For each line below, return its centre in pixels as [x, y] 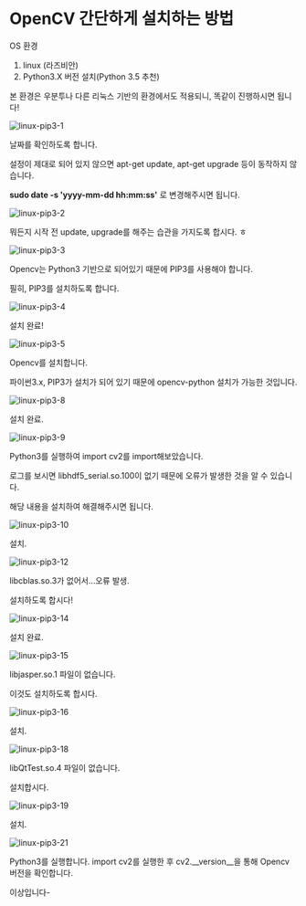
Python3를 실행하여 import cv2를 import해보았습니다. [106, 456]
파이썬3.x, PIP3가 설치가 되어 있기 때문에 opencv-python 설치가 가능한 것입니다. [153, 382]
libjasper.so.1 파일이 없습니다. [63, 674]
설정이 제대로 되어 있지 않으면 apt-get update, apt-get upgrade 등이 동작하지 [148, 163]
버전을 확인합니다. [42, 872]
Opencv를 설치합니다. [49, 363]
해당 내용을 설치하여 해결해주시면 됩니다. [81, 506]
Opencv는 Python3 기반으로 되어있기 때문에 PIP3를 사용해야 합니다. [131, 269]
